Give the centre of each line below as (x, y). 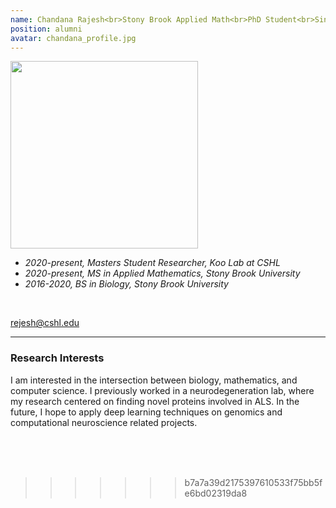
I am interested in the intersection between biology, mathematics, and (154, 380)
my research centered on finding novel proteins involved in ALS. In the (155, 401)
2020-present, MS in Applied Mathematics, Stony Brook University (162, 273)
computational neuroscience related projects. (104, 422)
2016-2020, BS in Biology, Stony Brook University (126, 284)
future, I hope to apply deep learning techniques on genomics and (146, 412)
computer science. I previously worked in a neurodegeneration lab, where (162, 390)
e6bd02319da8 (216, 493)
